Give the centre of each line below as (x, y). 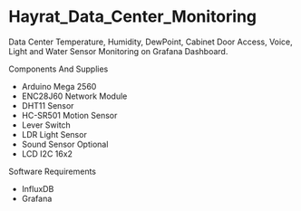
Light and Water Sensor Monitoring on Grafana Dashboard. (118, 51)
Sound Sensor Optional (65, 144)
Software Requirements (53, 171)
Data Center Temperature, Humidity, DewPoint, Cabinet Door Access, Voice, (151, 42)
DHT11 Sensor (48, 105)
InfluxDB (38, 188)
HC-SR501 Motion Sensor (69, 115)
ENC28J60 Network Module (74, 96)
